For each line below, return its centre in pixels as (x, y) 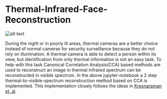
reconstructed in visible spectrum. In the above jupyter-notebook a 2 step (81, 75)
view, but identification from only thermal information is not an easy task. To (83, 59)
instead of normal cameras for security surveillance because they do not (80, 48)
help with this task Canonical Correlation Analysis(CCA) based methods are (83, 64)
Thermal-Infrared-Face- (56, 9)
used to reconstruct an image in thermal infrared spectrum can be (73, 70)
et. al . (11, 91)
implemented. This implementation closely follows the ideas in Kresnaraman (83, 85)
